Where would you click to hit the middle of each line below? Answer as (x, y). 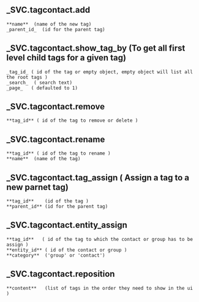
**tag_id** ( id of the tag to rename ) (59, 153)
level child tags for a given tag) (66, 58)
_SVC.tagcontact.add (48, 10)
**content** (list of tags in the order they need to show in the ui (99, 288)
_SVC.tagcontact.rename (56, 139)
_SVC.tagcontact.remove (56, 107)
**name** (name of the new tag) (49, 24)
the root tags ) (27, 77)
